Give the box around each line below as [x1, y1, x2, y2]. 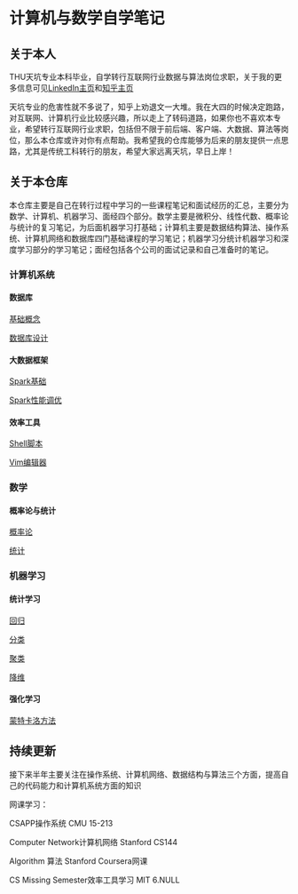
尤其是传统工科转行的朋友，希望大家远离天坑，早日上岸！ [24, 146, 235, 156]
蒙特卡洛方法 [9, 714, 56, 725]
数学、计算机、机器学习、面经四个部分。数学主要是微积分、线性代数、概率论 [9, 211, 289, 221]
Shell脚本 [9, 438, 43, 449]
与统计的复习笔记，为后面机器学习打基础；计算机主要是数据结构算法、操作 [9, 221, 281, 232]
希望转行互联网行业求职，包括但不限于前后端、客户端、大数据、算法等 [24, 124, 281, 134]
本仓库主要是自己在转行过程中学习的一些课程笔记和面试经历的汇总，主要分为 [9, 199, 289, 210]
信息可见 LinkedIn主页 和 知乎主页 [16, 83, 134, 93]
